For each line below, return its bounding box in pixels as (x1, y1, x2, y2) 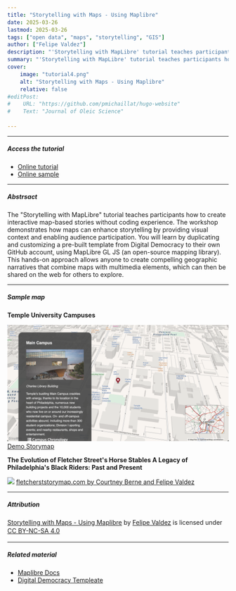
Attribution (7, 500, 40, 509)
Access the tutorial (7, 144, 65, 153)
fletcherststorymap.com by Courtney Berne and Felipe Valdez (15, 478, 195, 486)
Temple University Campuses (7, 311, 96, 319)
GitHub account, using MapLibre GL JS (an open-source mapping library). (7, 247, 221, 256)
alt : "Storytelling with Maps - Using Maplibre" (20, 78, 165, 85)
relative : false (20, 85, 68, 93)
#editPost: (7, 93, 39, 100)
